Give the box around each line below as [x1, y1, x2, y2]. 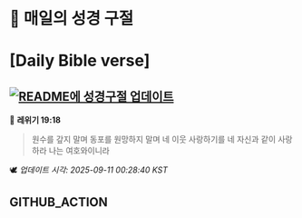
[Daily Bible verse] [9, 51, 151, 71]
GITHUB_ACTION [9, 194, 109, 210]
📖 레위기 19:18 [9, 114, 62, 125]
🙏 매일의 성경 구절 [9, 8, 134, 29]
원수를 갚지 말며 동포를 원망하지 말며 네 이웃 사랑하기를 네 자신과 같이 [31, 134, 277, 145]
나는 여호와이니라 [48, 145, 111, 156]
